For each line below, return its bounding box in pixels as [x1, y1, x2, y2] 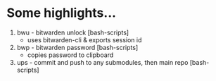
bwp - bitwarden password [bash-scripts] [16, 43, 139, 51]
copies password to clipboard [27, 51, 114, 59]
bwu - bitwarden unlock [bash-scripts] [16, 28, 129, 37]
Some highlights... [6, 5, 117, 21]
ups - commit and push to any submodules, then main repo [16, 58, 189, 66]
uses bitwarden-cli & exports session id [27, 35, 142, 44]
